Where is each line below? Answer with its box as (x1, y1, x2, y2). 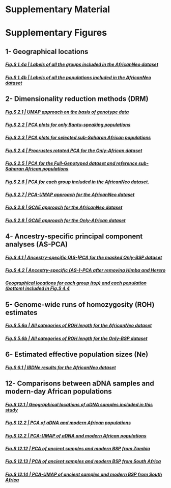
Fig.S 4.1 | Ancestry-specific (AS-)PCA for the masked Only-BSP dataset (5, 254, 162, 260)
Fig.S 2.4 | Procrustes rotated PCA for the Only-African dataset (5, 147, 142, 154)
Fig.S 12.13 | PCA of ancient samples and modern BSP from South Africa (5, 458, 161, 465)
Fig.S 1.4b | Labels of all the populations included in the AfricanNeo (5, 74, 152, 80)
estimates (5, 308, 38, 317)
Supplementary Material (5, 4, 110, 15)
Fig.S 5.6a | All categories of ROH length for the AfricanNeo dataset (5, 323, 152, 329)
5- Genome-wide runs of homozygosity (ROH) (5, 300, 155, 309)
